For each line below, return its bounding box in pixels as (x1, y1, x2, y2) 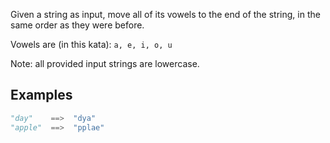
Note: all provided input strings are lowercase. (10, 58, 200, 69)
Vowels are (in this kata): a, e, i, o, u (10, 39, 173, 50)
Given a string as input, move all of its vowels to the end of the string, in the (10, 9, 321, 20)
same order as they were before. (10, 19, 145, 31)
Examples (10, 87, 73, 104)
